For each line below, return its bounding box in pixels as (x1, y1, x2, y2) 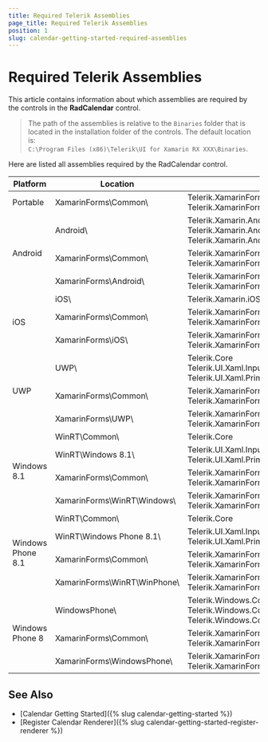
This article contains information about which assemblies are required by (8, 95, 248, 105)
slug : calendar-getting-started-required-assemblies (8, 34, 187, 42)
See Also (8, 688, 53, 701)
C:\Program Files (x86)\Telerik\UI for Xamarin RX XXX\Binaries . (27, 144, 249, 154)
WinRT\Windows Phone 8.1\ (54, 531, 161, 543)
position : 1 (8, 26, 48, 34)
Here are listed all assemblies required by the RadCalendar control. (8, 160, 228, 169)
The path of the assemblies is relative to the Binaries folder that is (27, 119, 246, 128)
